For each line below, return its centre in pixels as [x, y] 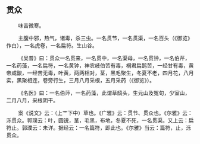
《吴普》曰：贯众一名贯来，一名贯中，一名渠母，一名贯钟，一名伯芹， [104, 58]
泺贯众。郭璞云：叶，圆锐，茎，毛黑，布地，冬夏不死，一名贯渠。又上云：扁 [100, 120]
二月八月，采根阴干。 [32, 100]
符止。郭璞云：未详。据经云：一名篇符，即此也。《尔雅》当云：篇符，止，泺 [99, 127]
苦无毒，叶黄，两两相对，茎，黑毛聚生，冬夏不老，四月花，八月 [115, 73]
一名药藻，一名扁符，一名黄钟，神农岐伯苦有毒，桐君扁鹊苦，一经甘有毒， [97, 65]
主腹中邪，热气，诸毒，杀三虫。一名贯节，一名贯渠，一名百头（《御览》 [105, 38]
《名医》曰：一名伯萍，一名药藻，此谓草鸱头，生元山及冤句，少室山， [104, 92]
